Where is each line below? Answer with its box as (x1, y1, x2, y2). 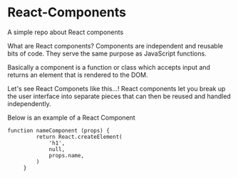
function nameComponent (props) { (7, 127, 110, 134)
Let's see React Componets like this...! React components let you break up (7, 84, 226, 93)
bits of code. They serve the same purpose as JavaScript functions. (7, 49, 207, 58)
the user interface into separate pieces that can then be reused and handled (7, 92, 232, 100)
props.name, (48, 152, 84, 159)
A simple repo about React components (7, 28, 124, 36)
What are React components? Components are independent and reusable (7, 41, 223, 50)
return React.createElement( (36, 133, 123, 140)
